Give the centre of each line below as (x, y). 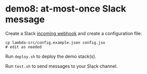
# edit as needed (24, 47)
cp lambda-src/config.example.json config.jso (55, 43)
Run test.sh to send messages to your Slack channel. (62, 66)
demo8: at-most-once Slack (66, 9)
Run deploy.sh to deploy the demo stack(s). (51, 56)
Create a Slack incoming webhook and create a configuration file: (73, 33)
